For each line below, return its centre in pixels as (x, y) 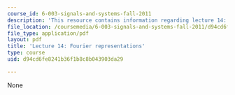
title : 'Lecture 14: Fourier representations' (76, 46)
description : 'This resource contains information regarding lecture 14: (117, 20)
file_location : (29, 27)
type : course (26, 53)
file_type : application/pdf (48, 33)
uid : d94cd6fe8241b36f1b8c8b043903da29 (65, 59)
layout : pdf (24, 40)
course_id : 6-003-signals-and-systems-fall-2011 (79, 14)
